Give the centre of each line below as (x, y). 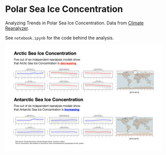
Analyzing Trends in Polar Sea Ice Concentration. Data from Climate (75, 23)
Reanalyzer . (17, 28)
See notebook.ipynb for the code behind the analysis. (60, 38)
